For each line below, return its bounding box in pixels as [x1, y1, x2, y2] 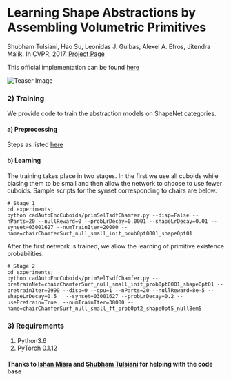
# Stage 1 [7, 199, 36, 206]
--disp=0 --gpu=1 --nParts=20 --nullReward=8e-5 [62, 286, 205, 294]
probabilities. [7, 249, 44, 257]
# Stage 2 [7, 262, 36, 270]
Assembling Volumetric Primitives [7, 19, 207, 35]
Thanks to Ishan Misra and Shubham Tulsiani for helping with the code [7, 360, 213, 368]
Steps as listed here [7, 140, 63, 149]
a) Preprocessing [7, 125, 57, 133]
